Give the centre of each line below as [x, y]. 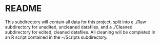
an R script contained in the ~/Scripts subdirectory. [56, 37]
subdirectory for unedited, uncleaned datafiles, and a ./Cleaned [69, 27]
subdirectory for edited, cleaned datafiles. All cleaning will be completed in [80, 32]
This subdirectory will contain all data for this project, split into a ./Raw [76, 22]
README [23, 8]
